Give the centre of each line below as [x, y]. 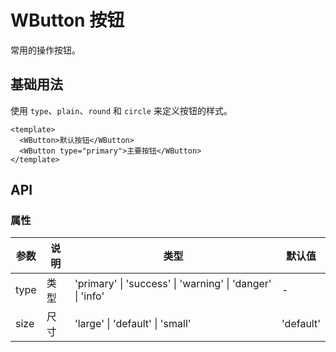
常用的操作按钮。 [45, 50]
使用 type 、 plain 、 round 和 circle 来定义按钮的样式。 [121, 110]
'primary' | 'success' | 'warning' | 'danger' [173, 284]
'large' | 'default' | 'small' [133, 324]
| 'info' [89, 296]
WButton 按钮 [67, 20]
